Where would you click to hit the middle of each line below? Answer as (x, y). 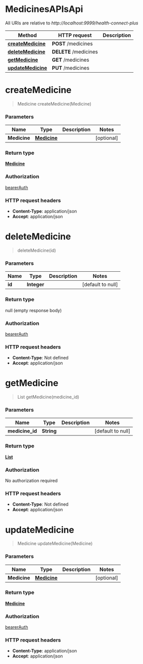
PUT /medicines (71, 68)
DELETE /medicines (75, 52)
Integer (36, 285)
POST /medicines (72, 43)
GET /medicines (71, 60)
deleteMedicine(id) (36, 250)
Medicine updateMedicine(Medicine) (55, 544)
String (49, 431)
